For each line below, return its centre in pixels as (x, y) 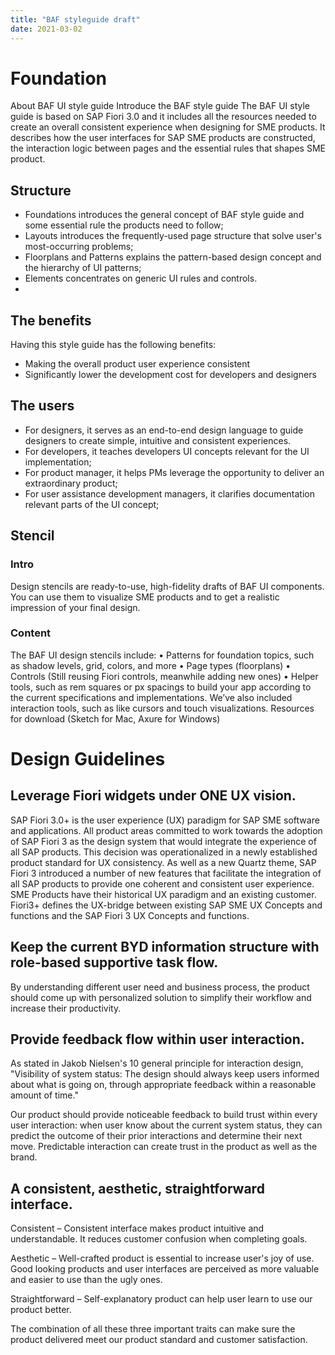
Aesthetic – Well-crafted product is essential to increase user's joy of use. (162, 1258)
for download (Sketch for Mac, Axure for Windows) (115, 718)
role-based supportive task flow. (114, 962)
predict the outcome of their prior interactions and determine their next (156, 1136)
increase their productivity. (66, 1008)
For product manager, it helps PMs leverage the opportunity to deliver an (174, 472)
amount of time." (44, 1095)
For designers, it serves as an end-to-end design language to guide (164, 430)
